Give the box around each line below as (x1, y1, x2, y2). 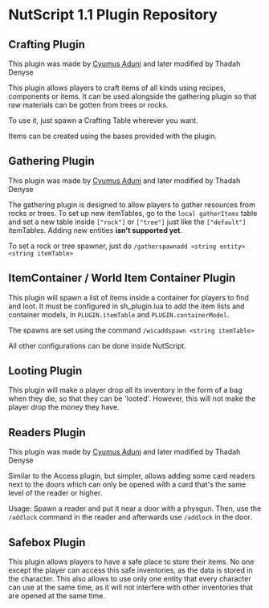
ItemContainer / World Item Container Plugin (8, 271, 236, 285)
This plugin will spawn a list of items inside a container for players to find (8, 292, 249, 302)
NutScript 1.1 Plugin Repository (8, 6, 218, 24)
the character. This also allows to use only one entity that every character (8, 574, 251, 584)
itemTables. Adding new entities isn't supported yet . (8, 225, 183, 235)
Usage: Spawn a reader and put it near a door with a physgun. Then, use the (8, 504, 262, 513)
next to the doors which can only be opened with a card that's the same (8, 479, 247, 489)
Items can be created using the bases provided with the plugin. (8, 131, 217, 141)
